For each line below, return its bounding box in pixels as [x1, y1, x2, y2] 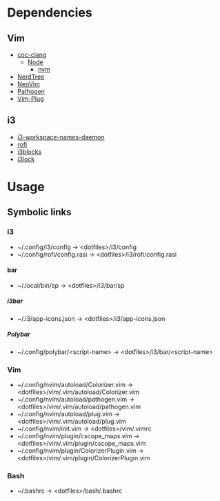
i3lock [17, 155, 35, 163]
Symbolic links [7, 206, 72, 218]
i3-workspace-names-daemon [17, 132, 105, 141]
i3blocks [17, 147, 42, 156]
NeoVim [17, 80, 40, 88]
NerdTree [17, 72, 45, 81]
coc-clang [17, 50, 47, 59]
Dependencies [7, 5, 92, 21]
